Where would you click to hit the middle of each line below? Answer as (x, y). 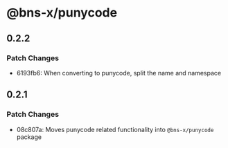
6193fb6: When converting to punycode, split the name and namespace (119, 73)
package (29, 137)
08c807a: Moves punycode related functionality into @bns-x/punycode (115, 129)
